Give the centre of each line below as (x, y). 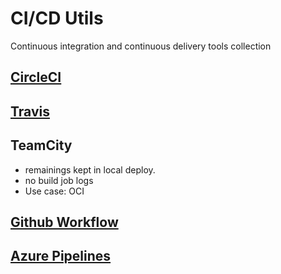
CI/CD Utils (57, 18)
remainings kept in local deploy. (90, 169)
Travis (30, 111)
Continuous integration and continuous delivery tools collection (141, 46)
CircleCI (36, 77)
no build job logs (59, 180)
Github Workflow (64, 222)
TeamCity (41, 145)
